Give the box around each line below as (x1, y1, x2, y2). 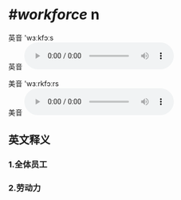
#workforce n (8, 6, 100, 24)
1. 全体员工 (8, 159, 48, 171)
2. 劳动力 (8, 182, 41, 194)
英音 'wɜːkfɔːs (8, 33, 54, 42)
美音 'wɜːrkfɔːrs (8, 78, 60, 88)
